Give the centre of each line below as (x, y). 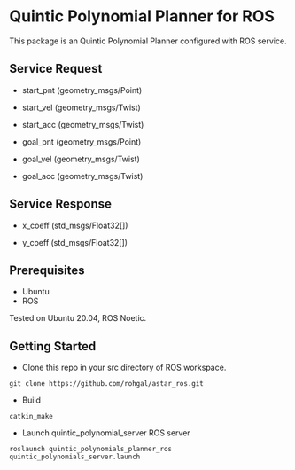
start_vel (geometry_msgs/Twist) (82, 107)
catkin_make (31, 417)
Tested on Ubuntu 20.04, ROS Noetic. (78, 318)
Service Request (56, 69)
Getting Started (53, 346)
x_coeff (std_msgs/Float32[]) (75, 225)
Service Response (61, 204)
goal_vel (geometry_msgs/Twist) (81, 159)
